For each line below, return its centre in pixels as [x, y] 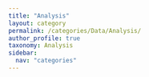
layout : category [37, 23]
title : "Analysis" [39, 16]
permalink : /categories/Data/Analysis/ [75, 30]
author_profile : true [44, 38]
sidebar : [23, 53]
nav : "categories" [46, 61]
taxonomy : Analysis [41, 46]
